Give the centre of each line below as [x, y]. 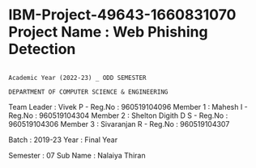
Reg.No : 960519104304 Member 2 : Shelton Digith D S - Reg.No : [118, 115]
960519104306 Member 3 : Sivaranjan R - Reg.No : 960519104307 [119, 124]
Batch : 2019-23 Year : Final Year [63, 140]
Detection [42, 49]
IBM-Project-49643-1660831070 [122, 15]
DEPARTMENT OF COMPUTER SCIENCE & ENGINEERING [88, 92]
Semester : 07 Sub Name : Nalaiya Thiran [77, 155]
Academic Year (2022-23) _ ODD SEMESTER [78, 78]
